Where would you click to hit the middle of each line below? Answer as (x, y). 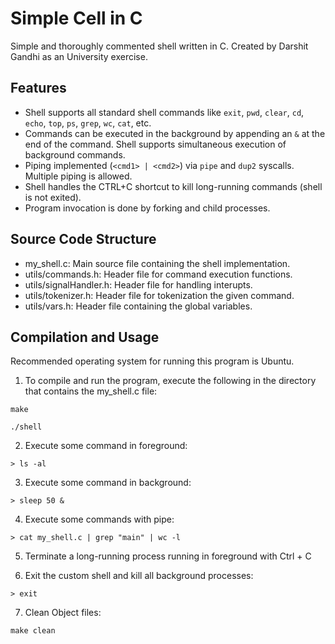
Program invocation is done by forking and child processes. (147, 208)
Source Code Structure (83, 239)
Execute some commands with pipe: (99, 519)
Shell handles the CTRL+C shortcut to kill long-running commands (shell (173, 186)
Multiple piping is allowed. (78, 176)
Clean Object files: (63, 613)
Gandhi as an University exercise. (79, 56)
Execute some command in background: (108, 483)
